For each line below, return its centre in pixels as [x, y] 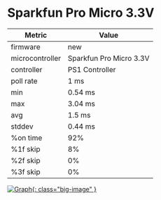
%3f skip [26, 171]
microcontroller [36, 58]
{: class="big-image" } [64, 189]
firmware [26, 47]
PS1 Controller [92, 69]
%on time [27, 138]
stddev [22, 126]
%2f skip [26, 160]
